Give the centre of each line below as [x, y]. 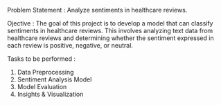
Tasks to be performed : [42, 59]
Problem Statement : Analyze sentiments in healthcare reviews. [97, 10]
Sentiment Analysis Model [54, 79]
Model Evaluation [42, 87]
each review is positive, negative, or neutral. [70, 45]
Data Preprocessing [45, 72]
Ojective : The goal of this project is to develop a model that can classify [110, 23]
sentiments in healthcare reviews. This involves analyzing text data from [110, 31]
